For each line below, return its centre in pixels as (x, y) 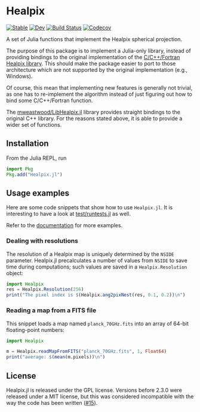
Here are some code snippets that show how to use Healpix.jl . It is (90, 207)
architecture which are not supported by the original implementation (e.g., (97, 69)
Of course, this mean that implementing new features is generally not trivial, (99, 87)
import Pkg (20, 169)
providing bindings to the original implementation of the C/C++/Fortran (93, 57)
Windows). (19, 76)
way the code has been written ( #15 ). (52, 402)
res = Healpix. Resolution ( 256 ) (45, 289)
